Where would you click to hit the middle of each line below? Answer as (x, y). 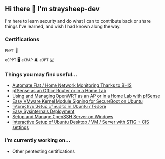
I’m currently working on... (38, 140)
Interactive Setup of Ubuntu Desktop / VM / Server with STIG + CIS (81, 122)
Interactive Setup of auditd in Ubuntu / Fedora (59, 106)
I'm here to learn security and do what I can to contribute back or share (78, 21)
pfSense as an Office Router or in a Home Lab (59, 91)
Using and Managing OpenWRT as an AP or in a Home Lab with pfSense (86, 96)
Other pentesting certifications (44, 151)
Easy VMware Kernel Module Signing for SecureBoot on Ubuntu (77, 101)
